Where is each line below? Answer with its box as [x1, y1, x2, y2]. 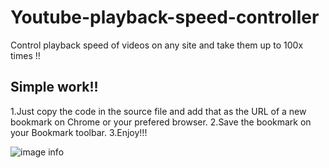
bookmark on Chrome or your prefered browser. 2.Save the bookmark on [10, 116, 312, 128]
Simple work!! [10, 79, 99, 96]
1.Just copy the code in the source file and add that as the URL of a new [10, 105, 307, 117]
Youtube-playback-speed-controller [10, 6, 320, 29]
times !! [10, 49, 41, 61]
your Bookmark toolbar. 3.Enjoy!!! [10, 126, 148, 138]
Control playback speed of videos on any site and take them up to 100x [10, 39, 304, 51]
